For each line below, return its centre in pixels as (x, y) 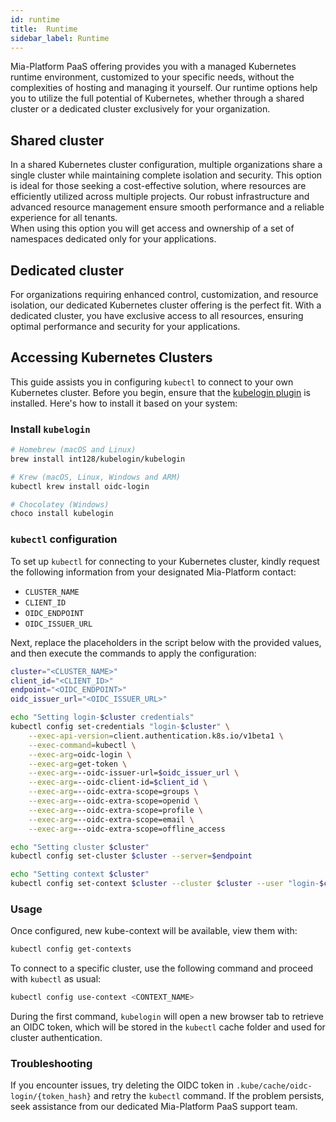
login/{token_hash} (51, 1097)
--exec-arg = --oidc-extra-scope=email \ (111, 819)
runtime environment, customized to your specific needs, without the (152, 77)
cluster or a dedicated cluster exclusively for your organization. (140, 109)
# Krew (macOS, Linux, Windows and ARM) (96, 477)
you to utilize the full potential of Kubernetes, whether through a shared (157, 98)
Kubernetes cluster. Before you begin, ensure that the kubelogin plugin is (160, 392)
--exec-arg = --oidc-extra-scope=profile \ (115, 810)
